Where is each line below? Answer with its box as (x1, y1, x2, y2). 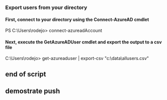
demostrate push (5, 87, 60, 95)
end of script (5, 69, 46, 78)
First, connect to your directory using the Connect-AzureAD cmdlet (5, 16, 149, 22)
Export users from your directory (5, 4, 88, 11)
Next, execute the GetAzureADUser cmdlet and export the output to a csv (5, 39, 162, 45)
